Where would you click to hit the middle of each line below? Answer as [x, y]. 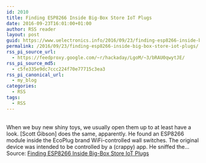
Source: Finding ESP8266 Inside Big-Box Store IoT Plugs [78, 153]
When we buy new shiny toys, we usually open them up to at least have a [99, 127]
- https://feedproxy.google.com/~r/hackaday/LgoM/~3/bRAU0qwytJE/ [98, 58]
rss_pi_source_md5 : [31, 63]
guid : [13, 40]
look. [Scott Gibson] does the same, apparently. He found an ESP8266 [95, 134]
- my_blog [24, 80]
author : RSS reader [31, 29]
